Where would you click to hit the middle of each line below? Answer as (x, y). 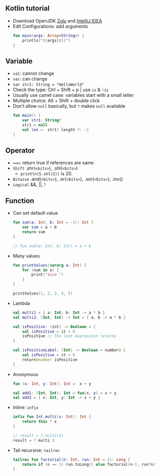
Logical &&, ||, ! (29, 184)
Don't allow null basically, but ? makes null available (69, 106)
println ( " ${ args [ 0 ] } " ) (46, 40)
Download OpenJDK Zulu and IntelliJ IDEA (57, 20)
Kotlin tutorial (27, 8)
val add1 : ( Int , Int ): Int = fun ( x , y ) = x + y (65, 393)
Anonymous (25, 374)
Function (20, 201)
